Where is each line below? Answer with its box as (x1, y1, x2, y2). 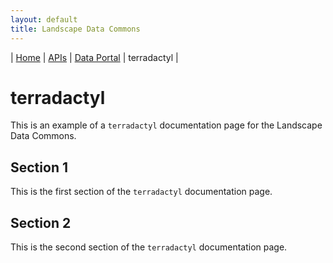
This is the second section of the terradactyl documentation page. (10, 241, 288, 253)
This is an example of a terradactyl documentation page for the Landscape (10, 119, 323, 131)
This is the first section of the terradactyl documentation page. (10, 186, 273, 198)
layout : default (10, 14, 78, 25)
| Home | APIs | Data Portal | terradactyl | (10, 51, 179, 63)
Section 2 (10, 214, 72, 231)
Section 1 (10, 159, 68, 176)
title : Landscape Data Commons (10, 24, 141, 34)
